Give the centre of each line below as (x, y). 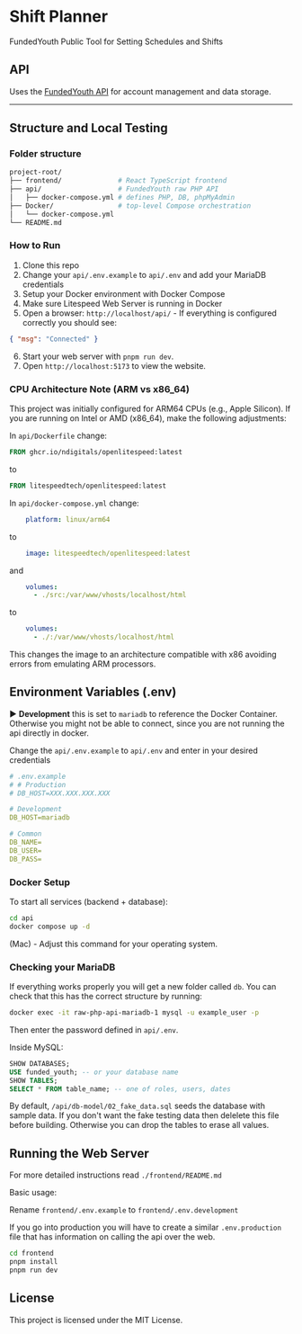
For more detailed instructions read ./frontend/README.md (115, 1175)
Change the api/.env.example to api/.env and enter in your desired (134, 750)
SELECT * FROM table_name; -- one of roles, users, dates (120, 1089)
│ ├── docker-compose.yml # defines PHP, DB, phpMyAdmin (122, 198)
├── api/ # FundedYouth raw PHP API (114, 189)
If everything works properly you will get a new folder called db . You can (143, 987)
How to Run (35, 246)
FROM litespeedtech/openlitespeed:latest (88, 486)
